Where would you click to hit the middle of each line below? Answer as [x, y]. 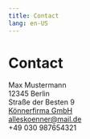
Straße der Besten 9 [41, 102]
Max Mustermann [37, 85]
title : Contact [34, 16]
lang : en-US [28, 23]
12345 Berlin [29, 94]
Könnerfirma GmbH [41, 111]
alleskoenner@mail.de [45, 119]
